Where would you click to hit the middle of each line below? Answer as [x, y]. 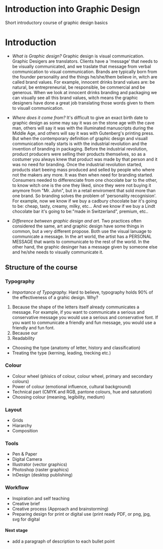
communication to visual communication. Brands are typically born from [84, 72]
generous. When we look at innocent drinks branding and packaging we [84, 92]
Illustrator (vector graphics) [40, 465]
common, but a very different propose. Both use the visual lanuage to [82, 231]
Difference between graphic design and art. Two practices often [77, 221]
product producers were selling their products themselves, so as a [79, 154]
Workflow [17, 488]
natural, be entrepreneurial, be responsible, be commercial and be [79, 87]
